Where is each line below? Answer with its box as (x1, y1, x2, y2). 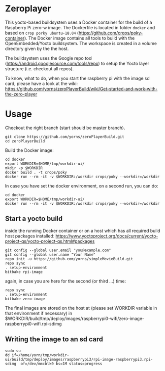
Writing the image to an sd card (5, 335, 103, 344)
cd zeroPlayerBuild (5, 139, 45, 143)
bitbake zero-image (5, 296, 45, 301)
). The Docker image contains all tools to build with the (24, 35, 135, 41)
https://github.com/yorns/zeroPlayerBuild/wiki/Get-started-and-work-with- (5, 86, 158, 92)
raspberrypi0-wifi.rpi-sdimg (5, 321, 62, 326)
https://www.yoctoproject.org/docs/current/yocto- (55, 233, 159, 239)
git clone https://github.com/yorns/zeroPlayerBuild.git (5, 134, 125, 139)
